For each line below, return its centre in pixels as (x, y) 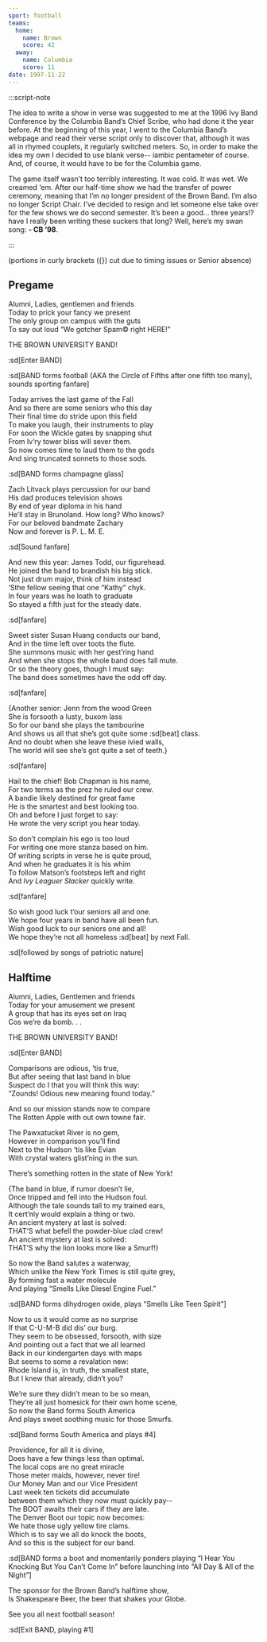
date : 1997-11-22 (37, 75)
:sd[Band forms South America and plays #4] (82, 1435)
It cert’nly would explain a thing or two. (72, 1214)
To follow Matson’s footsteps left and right (77, 873)
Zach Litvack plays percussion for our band (79, 489)
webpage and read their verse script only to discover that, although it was (129, 138)
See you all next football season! (62, 1614)
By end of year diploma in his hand (65, 506)
